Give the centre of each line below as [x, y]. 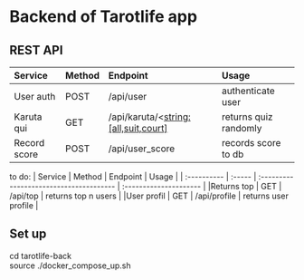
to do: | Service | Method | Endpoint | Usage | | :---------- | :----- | [133, 177]
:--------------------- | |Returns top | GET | [202, 186]
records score [251, 143]
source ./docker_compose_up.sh [70, 266]
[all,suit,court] [138, 128]
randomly [242, 128]
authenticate [248, 91]
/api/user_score [142, 149]
